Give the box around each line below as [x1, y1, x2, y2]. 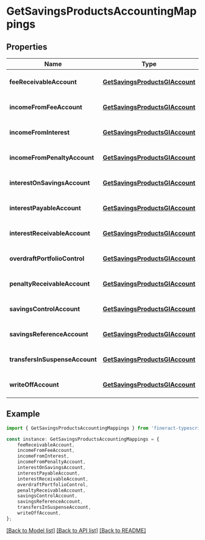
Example [6, 409, 40, 420]
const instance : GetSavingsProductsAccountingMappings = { [6, 436, 160, 442]
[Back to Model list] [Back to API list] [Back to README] [6, 527, 146, 534]
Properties [6, 42, 48, 52]
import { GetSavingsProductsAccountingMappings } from [6, 425, 149, 431]
